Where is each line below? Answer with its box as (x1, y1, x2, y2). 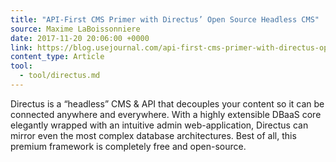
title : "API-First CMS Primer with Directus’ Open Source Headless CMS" (10, 14, 320, 25)
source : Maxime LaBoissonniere (10, 24, 141, 34)
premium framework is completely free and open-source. (10, 140, 247, 152)
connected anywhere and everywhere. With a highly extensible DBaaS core (10, 108, 322, 120)
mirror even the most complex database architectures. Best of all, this (10, 129, 297, 141)
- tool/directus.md (19, 71, 101, 81)
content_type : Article (10, 52, 105, 62)
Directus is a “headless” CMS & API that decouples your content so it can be (10, 97, 325, 110)
